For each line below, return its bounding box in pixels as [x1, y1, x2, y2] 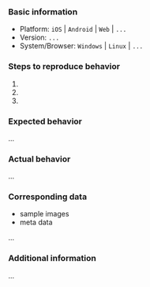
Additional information [8, 253, 97, 264]
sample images [19, 209, 69, 219]
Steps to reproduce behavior [8, 61, 121, 72]
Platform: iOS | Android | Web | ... [19, 25, 127, 34]
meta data [19, 217, 53, 228]
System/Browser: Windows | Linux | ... [19, 41, 144, 51]
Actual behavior [8, 153, 71, 164]
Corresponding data [8, 191, 88, 202]
